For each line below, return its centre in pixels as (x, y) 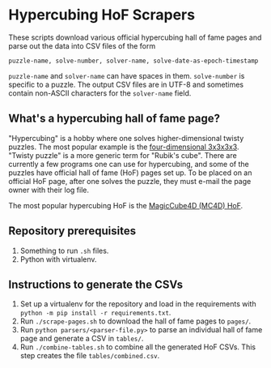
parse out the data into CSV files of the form (82, 45)
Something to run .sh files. (64, 250)
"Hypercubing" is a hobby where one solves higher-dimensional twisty (126, 138)
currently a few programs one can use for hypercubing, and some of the (129, 164)
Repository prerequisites (72, 231)
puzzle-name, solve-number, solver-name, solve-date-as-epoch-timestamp (133, 61)
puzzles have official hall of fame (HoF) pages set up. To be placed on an (130, 173)
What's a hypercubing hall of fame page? (114, 119)
